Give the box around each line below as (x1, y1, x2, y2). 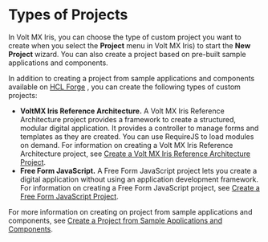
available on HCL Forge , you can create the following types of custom (8, 82, 241, 92)
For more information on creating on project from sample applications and (8, 207, 253, 216)
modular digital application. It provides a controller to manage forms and (19, 123, 259, 133)
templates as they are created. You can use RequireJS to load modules (19, 131, 254, 142)
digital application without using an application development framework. (19, 174, 259, 184)
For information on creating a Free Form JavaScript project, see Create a (19, 183, 261, 192)
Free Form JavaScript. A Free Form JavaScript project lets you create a (19, 166, 258, 175)
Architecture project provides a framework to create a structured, (19, 114, 237, 124)
